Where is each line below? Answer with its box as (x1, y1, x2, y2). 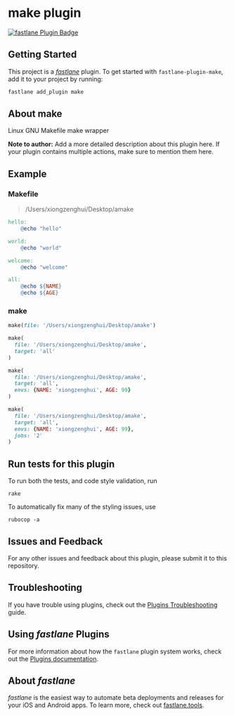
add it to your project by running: (8, 75, 103, 83)
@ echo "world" (20, 244, 62, 251)
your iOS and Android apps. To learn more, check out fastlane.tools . (8, 701, 204, 710)
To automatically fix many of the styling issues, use (8, 503, 157, 511)
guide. (8, 608, 27, 616)
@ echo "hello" (20, 225, 62, 232)
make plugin (8, 5, 82, 21)
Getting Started (8, 49, 77, 60)
